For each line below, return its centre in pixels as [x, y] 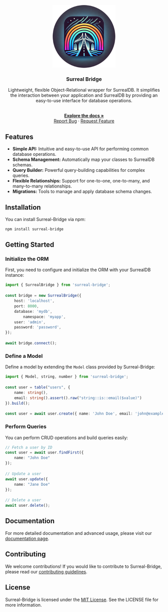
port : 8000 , [26, 306]
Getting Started [30, 245]
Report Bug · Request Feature [84, 121]
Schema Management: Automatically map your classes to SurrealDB [83, 159]
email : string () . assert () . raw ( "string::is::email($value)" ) [78, 398]
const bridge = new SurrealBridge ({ [43, 296]
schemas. [22, 165]
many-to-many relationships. [42, 186]
